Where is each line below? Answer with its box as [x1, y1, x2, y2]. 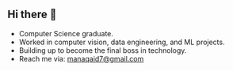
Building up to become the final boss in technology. [18, 45, 187, 55]
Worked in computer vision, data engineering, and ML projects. [18, 37, 225, 47]
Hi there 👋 [7, 8, 57, 21]
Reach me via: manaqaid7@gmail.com [18, 54, 144, 63]
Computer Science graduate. [18, 28, 114, 38]
